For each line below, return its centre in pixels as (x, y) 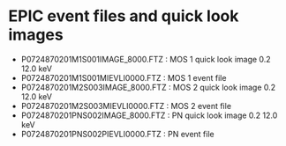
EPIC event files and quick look (124, 16)
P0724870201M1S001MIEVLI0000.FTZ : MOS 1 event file (124, 77)
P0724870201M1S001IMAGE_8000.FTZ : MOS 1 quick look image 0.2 (146, 59)
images (36, 35)
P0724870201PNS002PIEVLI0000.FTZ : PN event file (117, 134)
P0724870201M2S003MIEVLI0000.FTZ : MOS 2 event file (126, 106)
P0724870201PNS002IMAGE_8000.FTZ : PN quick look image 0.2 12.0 (149, 115)
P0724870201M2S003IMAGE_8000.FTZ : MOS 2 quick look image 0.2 (148, 87)
